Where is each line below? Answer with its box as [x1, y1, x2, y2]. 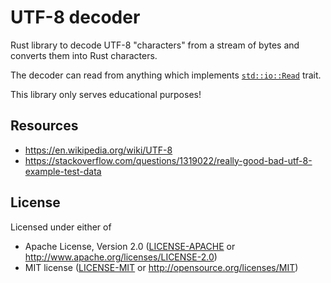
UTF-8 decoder [10, 6, 141, 29]
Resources [10, 117, 79, 135]
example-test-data [24, 165, 102, 177]
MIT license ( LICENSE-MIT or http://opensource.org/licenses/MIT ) [24, 261, 299, 273]
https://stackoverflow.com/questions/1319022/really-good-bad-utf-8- [24, 154, 313, 166]
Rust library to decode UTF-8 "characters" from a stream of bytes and [10, 39, 300, 51]
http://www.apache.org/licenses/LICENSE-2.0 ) [24, 251, 218, 263]
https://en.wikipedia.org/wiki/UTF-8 [24, 144, 173, 156]
